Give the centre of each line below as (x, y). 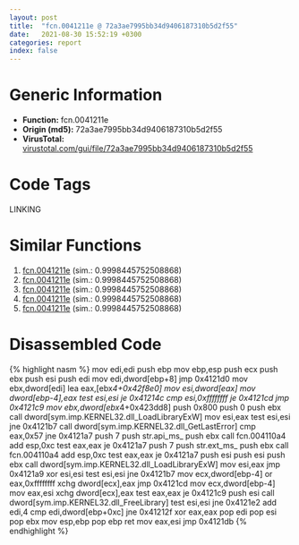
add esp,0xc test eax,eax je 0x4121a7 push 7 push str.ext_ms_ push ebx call (149, 445)
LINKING (26, 209)
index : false (34, 51)
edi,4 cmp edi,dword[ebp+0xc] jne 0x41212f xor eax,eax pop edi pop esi (143, 512)
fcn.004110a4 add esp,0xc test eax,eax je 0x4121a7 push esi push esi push (147, 455)
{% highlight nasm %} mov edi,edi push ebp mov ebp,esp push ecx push (144, 369)
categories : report (46, 43)
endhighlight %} (39, 531)
